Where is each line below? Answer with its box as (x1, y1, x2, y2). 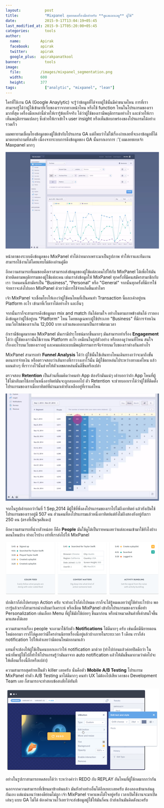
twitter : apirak (10, 49, 54, 54)
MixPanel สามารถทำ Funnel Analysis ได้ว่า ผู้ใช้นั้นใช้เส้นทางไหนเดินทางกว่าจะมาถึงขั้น (5, 352, 153, 358)
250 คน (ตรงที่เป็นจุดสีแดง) (5, 516, 52, 522)
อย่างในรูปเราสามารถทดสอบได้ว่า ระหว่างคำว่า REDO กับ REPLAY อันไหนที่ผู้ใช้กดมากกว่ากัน (5, 776, 156, 782)
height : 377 (10, 80, 48, 85)
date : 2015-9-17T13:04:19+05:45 (5, 18, 97, 23)
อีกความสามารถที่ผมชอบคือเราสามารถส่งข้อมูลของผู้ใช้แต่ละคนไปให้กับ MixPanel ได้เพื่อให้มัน (5, 269, 156, 275)
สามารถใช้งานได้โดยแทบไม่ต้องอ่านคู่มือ (5, 259, 68, 265)
